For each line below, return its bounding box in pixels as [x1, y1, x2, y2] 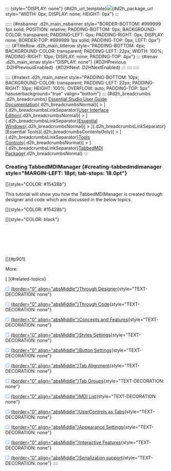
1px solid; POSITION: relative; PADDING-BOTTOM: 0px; [5, 26, 121, 32]
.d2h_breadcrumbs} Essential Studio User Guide [5, 96, 108, 102]
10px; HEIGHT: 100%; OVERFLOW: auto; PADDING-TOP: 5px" [21, 85, 150, 91]
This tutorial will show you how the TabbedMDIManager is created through [5, 191, 163, 197]
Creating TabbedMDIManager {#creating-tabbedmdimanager [5, 163, 162, 170]
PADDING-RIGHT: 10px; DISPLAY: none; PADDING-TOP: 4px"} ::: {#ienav [5, 54, 158, 59]
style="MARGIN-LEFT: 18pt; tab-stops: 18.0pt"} [5, 169, 127, 177]
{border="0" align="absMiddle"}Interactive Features [11, 439, 121, 445]
